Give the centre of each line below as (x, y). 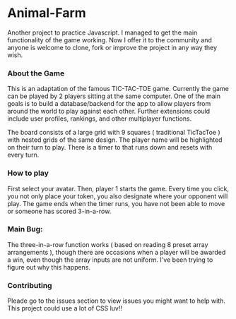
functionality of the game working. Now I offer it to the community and (110, 40)
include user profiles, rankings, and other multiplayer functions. (100, 119)
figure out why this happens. (49, 267)
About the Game (36, 73)
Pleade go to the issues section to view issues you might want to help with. (117, 301)
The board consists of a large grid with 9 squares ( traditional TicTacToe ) (114, 133)
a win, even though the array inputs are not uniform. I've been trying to (110, 260)
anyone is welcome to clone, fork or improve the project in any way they (112, 47)
